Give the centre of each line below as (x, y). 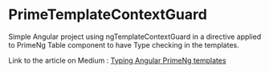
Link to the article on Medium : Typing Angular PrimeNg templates (117, 60)
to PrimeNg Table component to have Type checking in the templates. (124, 44)
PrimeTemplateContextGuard (108, 15)
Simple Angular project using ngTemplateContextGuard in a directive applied (135, 36)
